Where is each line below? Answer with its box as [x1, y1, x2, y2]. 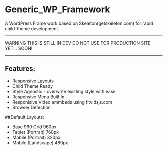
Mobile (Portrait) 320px [12, 134, 61, 140]
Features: [5, 64, 36, 73]
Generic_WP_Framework [5, 4, 110, 15]
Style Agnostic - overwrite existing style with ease [12, 88, 116, 94]
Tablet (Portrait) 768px [12, 129, 59, 135]
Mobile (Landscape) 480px [12, 139, 68, 146]
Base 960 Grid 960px [12, 124, 57, 130]
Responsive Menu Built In [12, 94, 65, 100]
